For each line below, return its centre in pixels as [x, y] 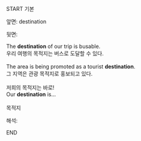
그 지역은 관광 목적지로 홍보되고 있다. [49, 73]
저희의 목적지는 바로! [30, 88]
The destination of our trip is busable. [53, 46]
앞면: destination [26, 22]
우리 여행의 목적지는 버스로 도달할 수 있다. [55, 53]
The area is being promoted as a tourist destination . [71, 67]
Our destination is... [31, 94]
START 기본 [20, 9]
